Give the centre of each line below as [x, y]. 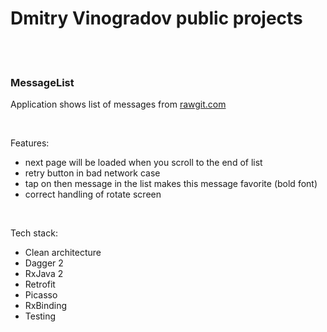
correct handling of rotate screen [93, 194]
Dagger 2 [44, 263]
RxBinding [46, 306]
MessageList [42, 82]
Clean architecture [63, 253]
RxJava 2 [44, 274]
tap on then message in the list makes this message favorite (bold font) [171, 184]
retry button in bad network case [92, 173]
